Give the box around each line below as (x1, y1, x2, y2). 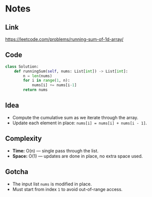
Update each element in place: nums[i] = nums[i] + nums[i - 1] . (12, 120, 147, 126)
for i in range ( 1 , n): (23, 78, 70, 83)
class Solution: (5, 64, 39, 69)
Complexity (5, 134, 42, 143)
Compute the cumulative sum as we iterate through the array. (12, 114, 139, 120)
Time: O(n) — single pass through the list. (12, 147, 99, 153)
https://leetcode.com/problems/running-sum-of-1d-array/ (5, 36, 124, 42)
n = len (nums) (23, 73, 52, 78)
